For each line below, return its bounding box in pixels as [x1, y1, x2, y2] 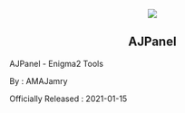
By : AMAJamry [9, 75, 68, 86]
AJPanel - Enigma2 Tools [9, 58, 104, 69]
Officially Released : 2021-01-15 [9, 93, 128, 104]
